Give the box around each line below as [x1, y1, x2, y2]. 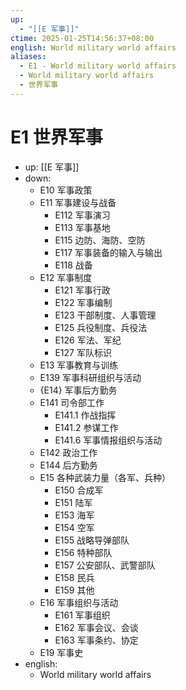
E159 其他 [54, 584, 95, 596]
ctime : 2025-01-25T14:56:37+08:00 [10, 33, 155, 43]
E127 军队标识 [54, 346, 112, 358]
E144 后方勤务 [39, 459, 98, 471]
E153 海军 [54, 509, 95, 521]
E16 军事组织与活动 [39, 596, 119, 608]
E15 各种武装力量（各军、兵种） [39, 471, 171, 483]
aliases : [10, 52, 47, 62]
